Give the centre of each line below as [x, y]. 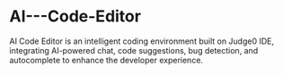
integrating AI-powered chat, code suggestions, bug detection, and [134, 50]
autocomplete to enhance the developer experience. [106, 60]
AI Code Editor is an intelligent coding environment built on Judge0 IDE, [142, 41]
